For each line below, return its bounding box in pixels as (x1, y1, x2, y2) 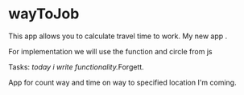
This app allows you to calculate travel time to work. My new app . (8, 31, 228, 41)
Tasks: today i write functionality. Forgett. (8, 61, 145, 72)
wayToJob (8, 5, 80, 23)
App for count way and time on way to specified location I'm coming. (8, 77, 237, 87)
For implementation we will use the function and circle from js (8, 46, 213, 56)
